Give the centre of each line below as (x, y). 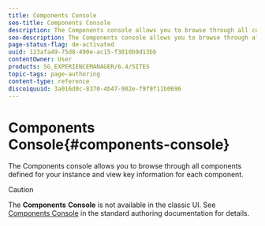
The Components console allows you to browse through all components (125, 166)
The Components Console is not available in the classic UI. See (112, 205)
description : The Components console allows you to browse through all (128, 30)
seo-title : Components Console (60, 23)
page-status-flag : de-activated (61, 45)
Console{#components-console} (119, 144)
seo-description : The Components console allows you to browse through (128, 37)
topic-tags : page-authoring (54, 74)
